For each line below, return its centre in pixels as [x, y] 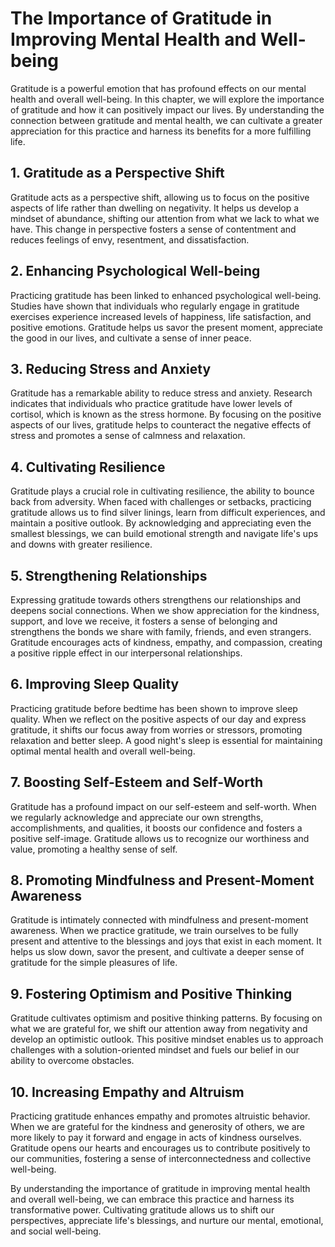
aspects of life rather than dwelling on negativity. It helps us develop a [155, 208]
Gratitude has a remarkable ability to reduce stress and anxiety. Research [161, 393]
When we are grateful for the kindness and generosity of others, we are [157, 1127]
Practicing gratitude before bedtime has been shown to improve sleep [154, 708]
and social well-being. [56, 1231]
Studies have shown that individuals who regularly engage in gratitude [155, 306]
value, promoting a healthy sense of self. [94, 849]
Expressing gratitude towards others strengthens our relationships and [156, 600]
